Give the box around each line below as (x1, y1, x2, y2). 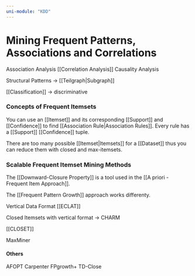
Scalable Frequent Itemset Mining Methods (6, 160, 132, 168)
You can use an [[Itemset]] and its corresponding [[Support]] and (6, 116, 163, 123)
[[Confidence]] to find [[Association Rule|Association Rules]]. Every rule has (6, 122, 190, 129)
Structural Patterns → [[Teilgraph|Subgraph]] (6, 77, 115, 84)
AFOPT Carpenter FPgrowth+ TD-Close (6, 263, 102, 270)
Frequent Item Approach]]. (6, 180, 70, 187)
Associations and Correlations (6, 46, 157, 59)
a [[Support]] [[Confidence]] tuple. (6, 128, 90, 135)
